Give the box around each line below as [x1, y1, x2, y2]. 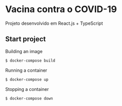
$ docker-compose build [5, 58, 56, 63]
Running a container [5, 67, 48, 73]
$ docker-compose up [5, 77, 49, 82]
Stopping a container [5, 86, 49, 92]
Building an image [5, 48, 43, 54]
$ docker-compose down [5, 96, 53, 101]
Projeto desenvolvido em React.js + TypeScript [5, 20, 103, 26]
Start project [5, 35, 46, 43]
